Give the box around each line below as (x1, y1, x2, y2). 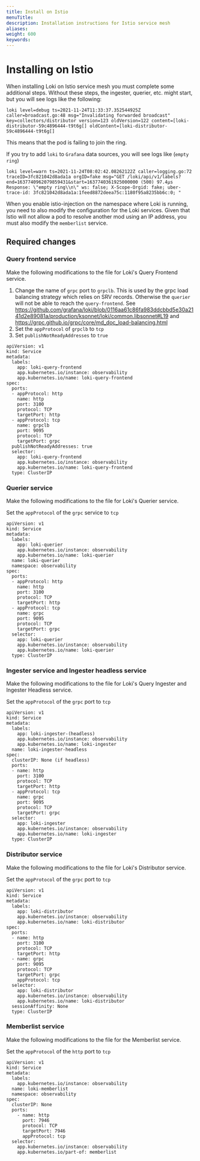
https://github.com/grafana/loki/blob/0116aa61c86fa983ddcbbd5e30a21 (14, 305, 194, 313)
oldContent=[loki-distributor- (89, 123, 168, 129)
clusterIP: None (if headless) (11, 757, 90, 763)
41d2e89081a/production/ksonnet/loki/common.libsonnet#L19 (14, 312, 169, 319)
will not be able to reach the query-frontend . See (14, 299, 136, 307)
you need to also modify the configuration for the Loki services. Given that (6, 206, 190, 214)
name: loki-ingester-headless (11, 746, 87, 753)
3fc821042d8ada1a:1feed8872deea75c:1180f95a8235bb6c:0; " (32, 189, 181, 196)
